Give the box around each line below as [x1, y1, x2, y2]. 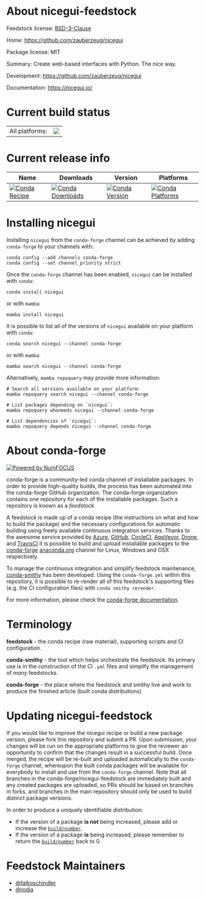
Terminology [6, 617, 72, 631]
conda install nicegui [6, 289, 64, 295]
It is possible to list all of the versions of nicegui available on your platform [6, 322, 193, 329]
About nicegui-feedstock [6, 4, 137, 18]
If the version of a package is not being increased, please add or [15, 818, 178, 825]
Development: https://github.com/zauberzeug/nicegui [6, 72, 142, 79]
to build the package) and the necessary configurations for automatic [6, 520, 181, 527]
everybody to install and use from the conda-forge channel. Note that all [6, 768, 187, 775]
